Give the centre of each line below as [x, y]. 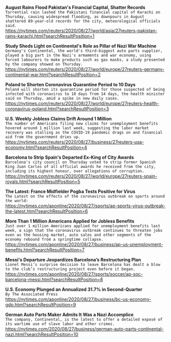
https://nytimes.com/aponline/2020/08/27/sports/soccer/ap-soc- [74, 274]
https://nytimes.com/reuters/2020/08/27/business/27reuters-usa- [75, 142]
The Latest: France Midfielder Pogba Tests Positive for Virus [70, 191]
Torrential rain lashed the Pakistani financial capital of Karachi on [83, 12]
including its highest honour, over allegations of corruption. [75, 171]
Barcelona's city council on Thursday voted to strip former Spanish [81, 162]
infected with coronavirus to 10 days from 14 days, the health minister [85, 94]
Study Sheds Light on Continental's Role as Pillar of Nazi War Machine [81, 46]
